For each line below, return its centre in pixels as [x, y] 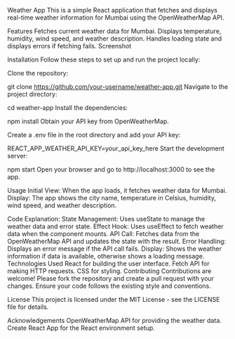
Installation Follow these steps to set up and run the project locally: [104, 60]
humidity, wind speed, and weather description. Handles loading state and [115, 39]
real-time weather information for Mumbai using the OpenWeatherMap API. [116, 18]
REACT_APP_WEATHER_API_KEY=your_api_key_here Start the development [116, 148]
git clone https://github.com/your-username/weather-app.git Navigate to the [118, 87]
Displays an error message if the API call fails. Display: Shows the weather [115, 249]
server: [18, 156]
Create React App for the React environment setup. [81, 328]
